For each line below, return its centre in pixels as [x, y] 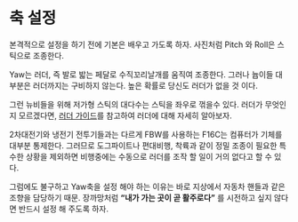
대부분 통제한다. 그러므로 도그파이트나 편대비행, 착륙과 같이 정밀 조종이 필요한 [143, 145]
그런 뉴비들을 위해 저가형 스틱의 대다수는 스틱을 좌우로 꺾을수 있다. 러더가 [136, 104]
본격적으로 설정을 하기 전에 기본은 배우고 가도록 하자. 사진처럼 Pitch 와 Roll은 [142, 44]
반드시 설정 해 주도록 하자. [64, 209]
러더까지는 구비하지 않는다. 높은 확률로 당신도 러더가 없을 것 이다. [145, 85]
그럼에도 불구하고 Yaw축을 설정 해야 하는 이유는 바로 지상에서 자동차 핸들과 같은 [148, 186]
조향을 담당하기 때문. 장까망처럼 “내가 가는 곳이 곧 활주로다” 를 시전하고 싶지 [141, 197]
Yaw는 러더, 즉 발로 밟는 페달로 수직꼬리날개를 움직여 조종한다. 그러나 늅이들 [141, 74]
